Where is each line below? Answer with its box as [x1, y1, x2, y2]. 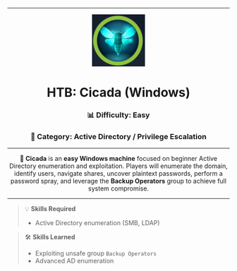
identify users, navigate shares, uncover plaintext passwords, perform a [13, 169, 224, 178]
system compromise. [87, 184, 150, 193]
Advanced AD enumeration [35, 257, 114, 265]
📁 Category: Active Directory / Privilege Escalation [30, 131, 207, 141]
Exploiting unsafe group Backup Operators [35, 249, 157, 258]
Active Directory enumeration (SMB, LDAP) [35, 219, 160, 227]
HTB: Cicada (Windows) [47, 85, 190, 101]
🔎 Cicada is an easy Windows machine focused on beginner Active [20, 155, 217, 163]
